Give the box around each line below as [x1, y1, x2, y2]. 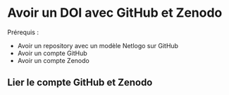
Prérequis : [7, 28, 39, 36]
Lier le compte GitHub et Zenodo [7, 77, 153, 89]
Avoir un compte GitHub [17, 49, 88, 57]
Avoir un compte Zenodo [17, 56, 89, 64]
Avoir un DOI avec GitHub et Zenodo [7, 5, 223, 21]
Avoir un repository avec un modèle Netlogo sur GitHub [17, 41, 178, 50]
